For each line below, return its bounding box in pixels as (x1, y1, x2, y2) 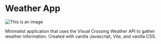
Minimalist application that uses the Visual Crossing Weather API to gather (5, 28, 156, 34)
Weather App (5, 3, 60, 14)
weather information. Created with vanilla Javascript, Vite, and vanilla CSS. (5, 33, 156, 39)
